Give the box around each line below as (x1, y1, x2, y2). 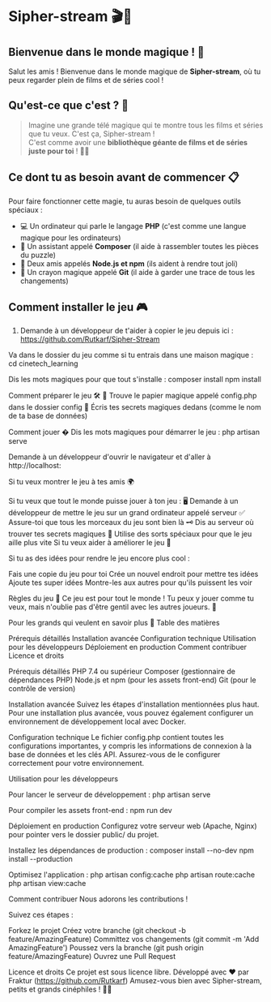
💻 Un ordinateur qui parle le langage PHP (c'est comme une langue (19, 221, 247, 230)
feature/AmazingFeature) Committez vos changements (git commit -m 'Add (8, 935, 260, 944)
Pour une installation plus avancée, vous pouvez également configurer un (8, 708, 254, 718)
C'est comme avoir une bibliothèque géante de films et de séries (28, 137, 248, 147)
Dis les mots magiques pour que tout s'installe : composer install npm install (8, 375, 261, 385)
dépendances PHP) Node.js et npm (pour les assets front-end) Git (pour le (8, 675, 256, 685)
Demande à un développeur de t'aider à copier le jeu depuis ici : (19, 326, 234, 336)
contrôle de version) (8, 684, 76, 694)
